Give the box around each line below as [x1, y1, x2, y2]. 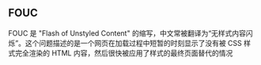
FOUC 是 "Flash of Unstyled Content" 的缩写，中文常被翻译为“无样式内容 [8, 28, 247, 38]
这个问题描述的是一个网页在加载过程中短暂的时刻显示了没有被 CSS [25, 38, 243, 48]
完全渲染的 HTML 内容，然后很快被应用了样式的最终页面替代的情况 [14, 48, 233, 58]
